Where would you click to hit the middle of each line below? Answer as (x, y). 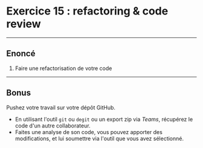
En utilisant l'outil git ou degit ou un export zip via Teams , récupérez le (104, 119)
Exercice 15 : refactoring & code (87, 11)
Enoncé (21, 53)
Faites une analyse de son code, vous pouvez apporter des (89, 132)
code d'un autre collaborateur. (53, 126)
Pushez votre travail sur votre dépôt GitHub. (61, 108)
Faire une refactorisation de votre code (63, 68)
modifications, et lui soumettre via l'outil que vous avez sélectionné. (99, 138)
